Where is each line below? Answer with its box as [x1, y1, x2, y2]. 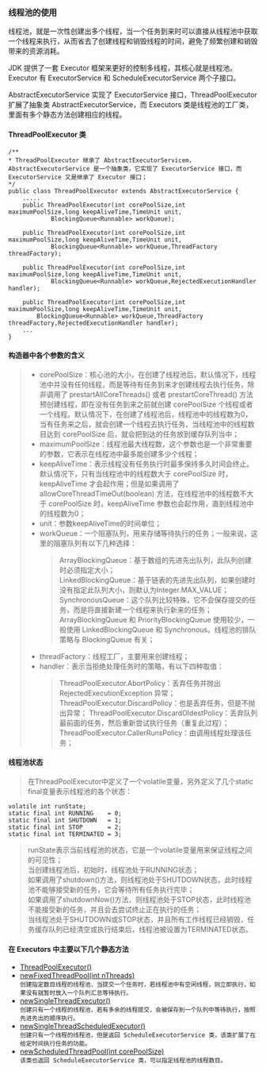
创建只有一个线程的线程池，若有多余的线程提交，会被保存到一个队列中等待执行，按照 [19, 1006, 256, 1014]
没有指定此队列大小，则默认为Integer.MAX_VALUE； [59, 585, 230, 595]
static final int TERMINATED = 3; [8, 830, 123, 838]
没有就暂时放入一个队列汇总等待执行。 [25, 989, 132, 997]
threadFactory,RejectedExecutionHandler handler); [8, 319, 179, 327]
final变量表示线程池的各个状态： [27, 786, 132, 796]
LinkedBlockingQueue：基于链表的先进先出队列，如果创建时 [59, 575, 256, 584]
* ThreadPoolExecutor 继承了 [8, 156, 101, 164]
